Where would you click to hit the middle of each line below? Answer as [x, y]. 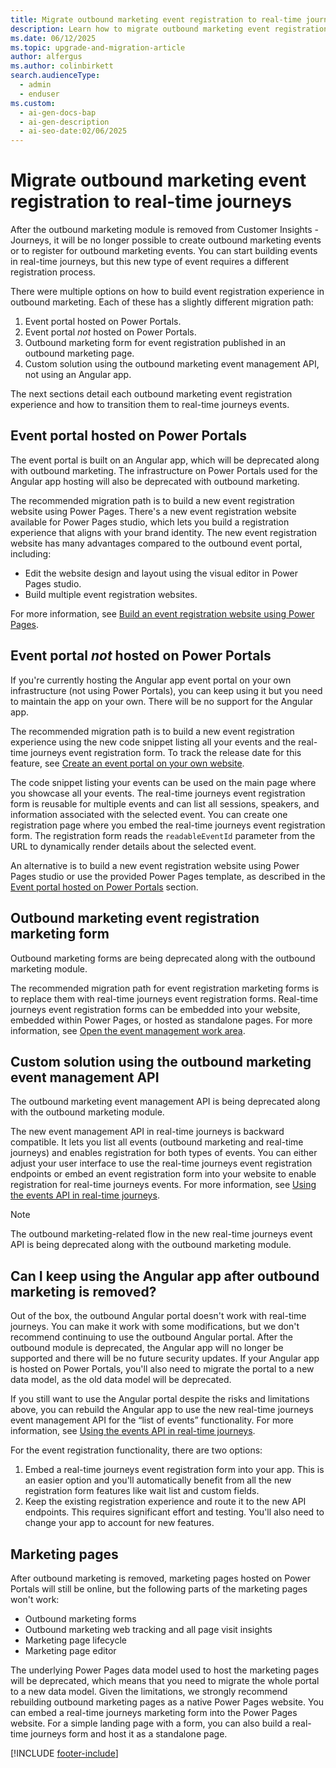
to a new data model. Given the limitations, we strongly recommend [149, 1691]
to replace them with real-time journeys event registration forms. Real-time [164, 998]
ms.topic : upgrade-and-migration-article [98, 47]
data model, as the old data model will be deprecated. [121, 1380]
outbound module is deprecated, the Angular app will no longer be [147, 1348]
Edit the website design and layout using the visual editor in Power [161, 573]
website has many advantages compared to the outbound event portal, [156, 543]
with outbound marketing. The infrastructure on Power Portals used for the [164, 470]
